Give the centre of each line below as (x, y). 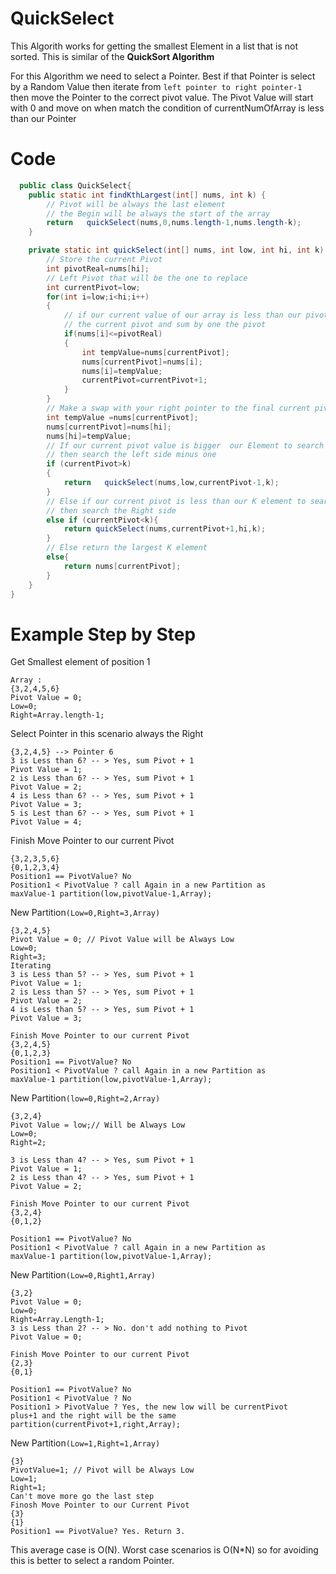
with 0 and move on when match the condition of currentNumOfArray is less (167, 108)
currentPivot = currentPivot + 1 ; (144, 380)
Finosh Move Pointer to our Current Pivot (100, 1505)
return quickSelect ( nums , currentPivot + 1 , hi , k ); (165, 529)
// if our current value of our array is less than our (182, 315)
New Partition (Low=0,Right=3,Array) (85, 913)
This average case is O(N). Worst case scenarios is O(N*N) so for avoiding (164, 1550)
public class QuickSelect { (75, 185)
